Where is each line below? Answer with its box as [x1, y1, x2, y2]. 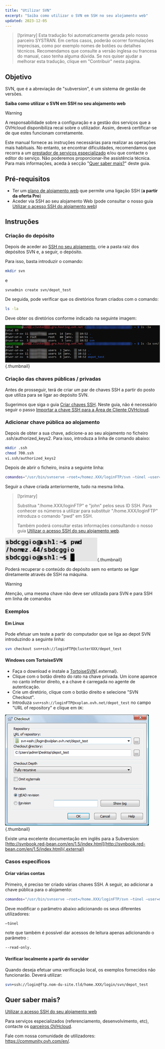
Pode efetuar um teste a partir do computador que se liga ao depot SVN [5, 631, 151, 637]
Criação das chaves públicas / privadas [5, 376, 101, 382]
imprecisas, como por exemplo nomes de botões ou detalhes [17, 43, 141, 49]
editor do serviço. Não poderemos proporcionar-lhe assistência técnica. [5, 155, 151, 161]
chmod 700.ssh [5, 450, 34, 456]
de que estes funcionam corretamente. [5, 130, 84, 136]
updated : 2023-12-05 [5, 18, 48, 23]
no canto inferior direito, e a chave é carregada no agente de [12, 678, 136, 684]
